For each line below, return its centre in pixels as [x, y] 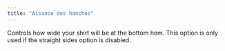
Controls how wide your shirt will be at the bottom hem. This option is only [113, 33]
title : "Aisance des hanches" [51, 13]
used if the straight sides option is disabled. [69, 40]
